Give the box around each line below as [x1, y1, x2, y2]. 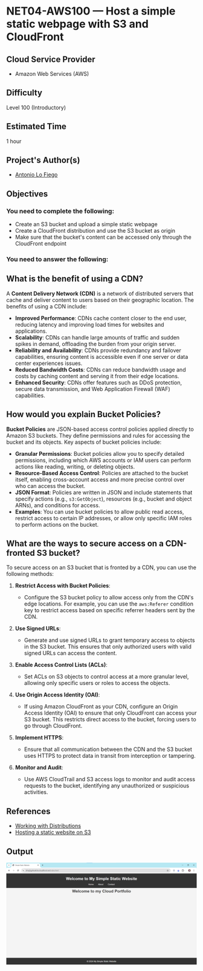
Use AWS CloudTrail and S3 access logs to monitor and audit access [24, 776, 195, 783]
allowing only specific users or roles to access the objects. [24, 679, 170, 687]
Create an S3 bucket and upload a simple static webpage [14, 221, 158, 228]
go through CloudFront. [24, 722, 83, 730]
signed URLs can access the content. [24, 650, 117, 657]
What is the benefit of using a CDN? [6, 274, 144, 284]
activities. [24, 789, 48, 796]
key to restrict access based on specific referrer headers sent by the [24, 607, 195, 614]
